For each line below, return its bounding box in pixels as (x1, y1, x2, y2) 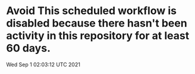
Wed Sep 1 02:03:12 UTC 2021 (6, 60, 80, 68)
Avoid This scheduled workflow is (6, 4, 177, 18)
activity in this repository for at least (6, 29, 190, 42)
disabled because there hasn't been (6, 16, 187, 30)
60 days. (6, 42, 51, 55)
